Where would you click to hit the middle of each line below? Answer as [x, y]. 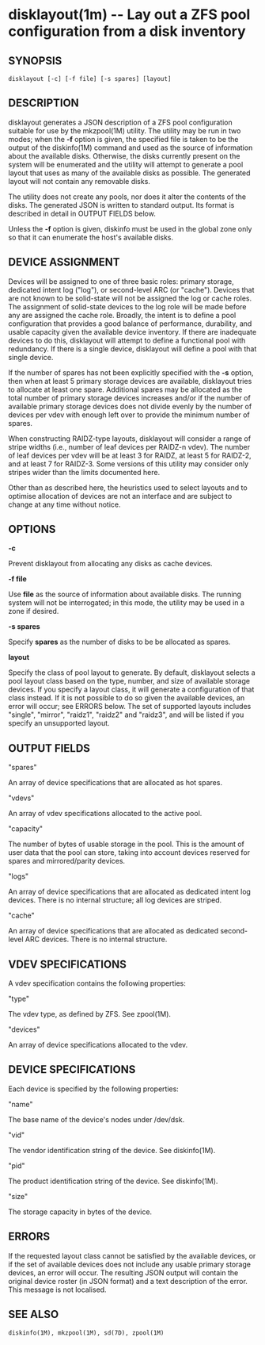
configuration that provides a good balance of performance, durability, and [130, 324]
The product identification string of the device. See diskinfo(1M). [113, 1181]
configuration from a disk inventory [127, 31]
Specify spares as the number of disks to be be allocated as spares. [119, 642]
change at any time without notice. [64, 504]
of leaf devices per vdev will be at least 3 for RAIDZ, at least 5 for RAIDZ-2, [130, 455]
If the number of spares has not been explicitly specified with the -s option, [131, 372]
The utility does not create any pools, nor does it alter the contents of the [127, 197]
